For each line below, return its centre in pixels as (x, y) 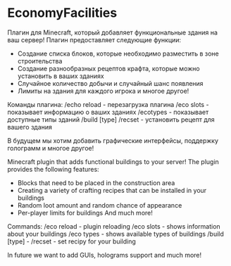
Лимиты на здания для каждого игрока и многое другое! (103, 91)
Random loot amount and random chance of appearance (100, 205)
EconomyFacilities (62, 13)
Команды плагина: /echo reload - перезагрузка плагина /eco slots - (108, 104)
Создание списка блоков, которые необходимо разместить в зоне (118, 53)
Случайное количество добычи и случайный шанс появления (110, 83)
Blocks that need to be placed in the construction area (96, 183)
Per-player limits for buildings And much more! (85, 213)
